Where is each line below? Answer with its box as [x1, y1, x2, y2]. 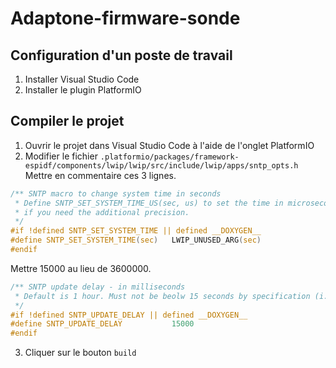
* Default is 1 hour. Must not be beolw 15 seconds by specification [14, 291, 311, 301]
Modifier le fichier [24, 150, 98, 162]
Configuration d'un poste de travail [10, 47, 233, 64]
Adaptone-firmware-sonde [10, 7, 241, 30]
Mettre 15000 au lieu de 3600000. [10, 262, 152, 274]
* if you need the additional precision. [14, 207, 190, 217]
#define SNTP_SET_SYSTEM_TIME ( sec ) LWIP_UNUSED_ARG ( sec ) [10, 235, 262, 246]
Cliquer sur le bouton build [24, 347, 137, 359]
